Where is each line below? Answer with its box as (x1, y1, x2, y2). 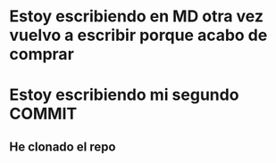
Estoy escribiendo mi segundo (9, 85, 239, 105)
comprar (9, 45, 74, 64)
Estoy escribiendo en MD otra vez (9, 6, 264, 27)
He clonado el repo (9, 139, 116, 154)
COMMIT (9, 104, 78, 124)
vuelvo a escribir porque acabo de (9, 25, 268, 45)
